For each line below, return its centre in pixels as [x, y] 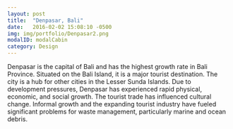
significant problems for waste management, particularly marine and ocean [117, 111]
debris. [18, 119]
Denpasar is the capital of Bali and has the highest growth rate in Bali [108, 67]
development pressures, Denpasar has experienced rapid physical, [105, 89]
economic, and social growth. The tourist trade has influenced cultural [109, 97]
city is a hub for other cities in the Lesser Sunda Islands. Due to [100, 81]
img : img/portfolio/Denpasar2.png [58, 33]
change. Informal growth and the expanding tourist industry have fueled [112, 104]
